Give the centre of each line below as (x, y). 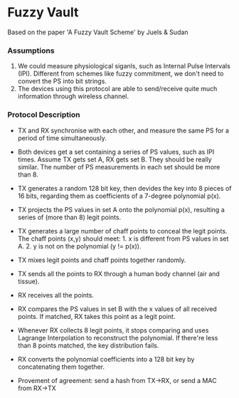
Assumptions (31, 51)
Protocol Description (44, 115)
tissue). (28, 281)
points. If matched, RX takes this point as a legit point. (96, 316)
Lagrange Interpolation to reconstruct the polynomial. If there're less (118, 337)
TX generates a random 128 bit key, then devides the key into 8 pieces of (124, 188)
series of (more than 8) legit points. (69, 217)
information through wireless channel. (73, 96)
